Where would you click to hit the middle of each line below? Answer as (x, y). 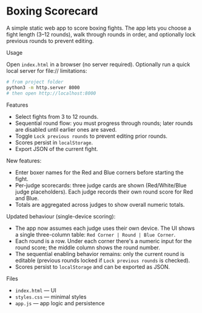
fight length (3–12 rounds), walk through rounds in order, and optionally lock (101, 34)
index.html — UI (35, 290)
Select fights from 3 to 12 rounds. (57, 116)
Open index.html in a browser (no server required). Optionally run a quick (98, 64)
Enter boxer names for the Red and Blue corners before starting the (99, 172)
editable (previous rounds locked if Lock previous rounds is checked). (103, 260)
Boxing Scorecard (52, 11)
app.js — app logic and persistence (60, 303)
